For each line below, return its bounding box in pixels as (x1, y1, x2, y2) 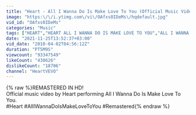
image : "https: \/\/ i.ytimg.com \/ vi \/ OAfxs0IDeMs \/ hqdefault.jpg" (6, 14, 168, 20)
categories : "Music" (6, 25, 57, 31)
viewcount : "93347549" (6, 52, 61, 58)
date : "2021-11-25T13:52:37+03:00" (6, 36, 93, 41)
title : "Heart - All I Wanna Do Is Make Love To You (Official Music (6, 8, 179, 15)
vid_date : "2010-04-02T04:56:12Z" (6, 41, 90, 47)
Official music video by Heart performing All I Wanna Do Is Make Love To (6, 90, 181, 97)
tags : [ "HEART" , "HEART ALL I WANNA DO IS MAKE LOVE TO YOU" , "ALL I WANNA (6, 30, 190, 36)
